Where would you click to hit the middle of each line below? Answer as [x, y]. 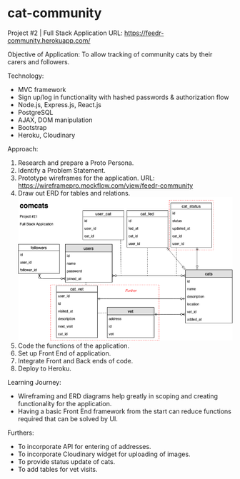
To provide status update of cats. [66, 462]
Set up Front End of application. [64, 353]
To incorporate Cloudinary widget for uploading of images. [104, 454]
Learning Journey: [35, 383]
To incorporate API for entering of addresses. [84, 447]
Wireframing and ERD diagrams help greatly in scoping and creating [117, 396]
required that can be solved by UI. [67, 419]
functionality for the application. [65, 404]
